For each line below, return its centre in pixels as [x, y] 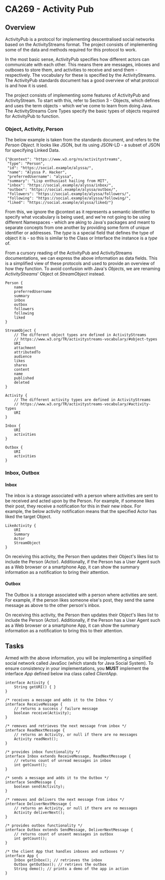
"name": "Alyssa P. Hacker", [37, 172]
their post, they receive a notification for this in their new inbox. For [73, 506]
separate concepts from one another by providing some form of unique [77, 228]
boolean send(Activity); [39, 787]
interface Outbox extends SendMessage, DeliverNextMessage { [69, 830]
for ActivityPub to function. [33, 116]
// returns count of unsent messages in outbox [64, 834]
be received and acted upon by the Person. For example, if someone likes [80, 501]
